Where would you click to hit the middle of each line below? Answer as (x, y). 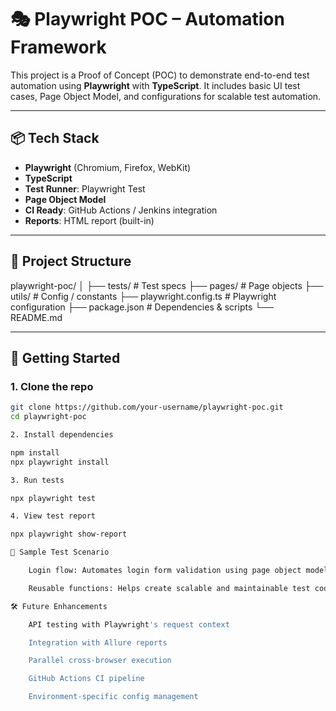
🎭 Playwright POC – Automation (147, 19)
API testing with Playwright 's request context (129, 624)
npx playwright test (53, 498)
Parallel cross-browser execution (100, 661)
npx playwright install (60, 462)
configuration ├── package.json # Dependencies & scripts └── (142, 307)
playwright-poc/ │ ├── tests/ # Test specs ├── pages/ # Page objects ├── (167, 285)
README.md (36, 317)
